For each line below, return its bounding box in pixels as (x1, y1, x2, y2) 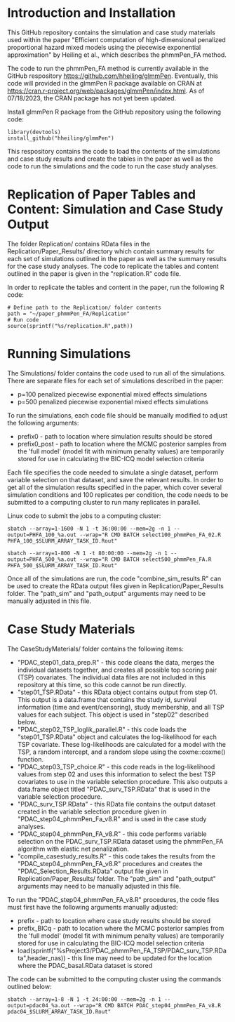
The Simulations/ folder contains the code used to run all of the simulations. (7, 369, 226, 377)
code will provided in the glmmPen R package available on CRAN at (7, 79, 202, 87)
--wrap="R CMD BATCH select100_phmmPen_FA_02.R (79, 531, 221, 538)
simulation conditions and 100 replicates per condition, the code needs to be (7, 490, 229, 499)
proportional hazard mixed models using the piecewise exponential (7, 43, 201, 51)
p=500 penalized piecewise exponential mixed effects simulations (17, 397, 208, 406)
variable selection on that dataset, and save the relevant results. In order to (7, 475, 224, 484)
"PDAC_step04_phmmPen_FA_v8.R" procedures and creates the (17, 859, 203, 868)
